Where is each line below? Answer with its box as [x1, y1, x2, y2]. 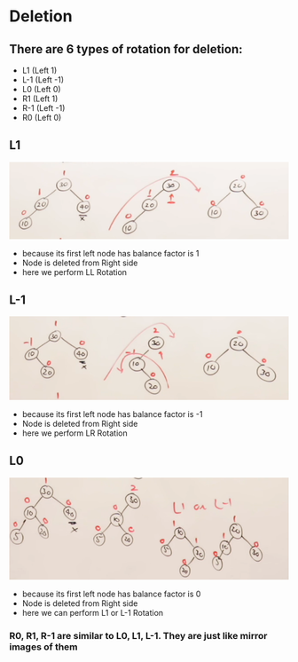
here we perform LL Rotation [21, 266, 127, 277]
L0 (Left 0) [21, 84, 61, 94]
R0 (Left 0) [21, 113, 62, 122]
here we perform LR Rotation [21, 428, 128, 438]
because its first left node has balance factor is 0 [21, 588, 201, 600]
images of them [9, 641, 78, 653]
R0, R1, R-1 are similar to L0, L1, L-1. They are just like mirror [9, 630, 268, 642]
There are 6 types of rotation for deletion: [9, 42, 243, 57]
